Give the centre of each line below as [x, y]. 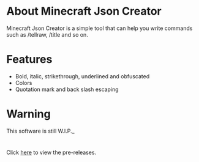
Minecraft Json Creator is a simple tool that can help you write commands [99, 28]
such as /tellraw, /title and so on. [47, 34]
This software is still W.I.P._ [40, 131]
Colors [24, 83]
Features [29, 60]
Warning [28, 114]
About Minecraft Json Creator [84, 11]
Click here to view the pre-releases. [51, 152]
